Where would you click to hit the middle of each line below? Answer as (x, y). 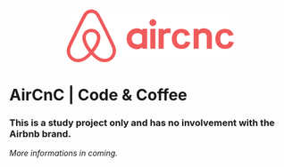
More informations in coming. (63, 153)
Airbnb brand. (40, 134)
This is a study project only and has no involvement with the (142, 123)
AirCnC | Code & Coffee (98, 95)
